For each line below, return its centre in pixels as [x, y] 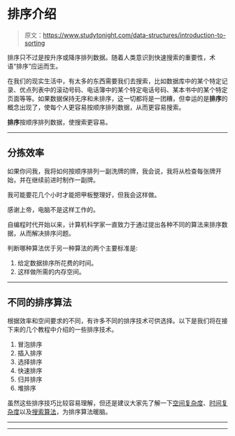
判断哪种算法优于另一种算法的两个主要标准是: [73, 248]
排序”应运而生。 [39, 66]
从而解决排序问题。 [47, 233]
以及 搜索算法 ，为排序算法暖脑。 [66, 412]
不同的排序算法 [40, 303]
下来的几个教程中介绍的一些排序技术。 [62, 329]
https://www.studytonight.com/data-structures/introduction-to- [134, 35]
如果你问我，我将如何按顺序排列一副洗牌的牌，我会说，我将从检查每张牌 [111, 171]
